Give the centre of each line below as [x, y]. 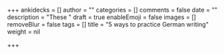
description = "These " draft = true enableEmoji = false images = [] [102, 17]
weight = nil [24, 31]
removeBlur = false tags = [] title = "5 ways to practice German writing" [108, 24]
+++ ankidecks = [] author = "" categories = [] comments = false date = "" [112, 10]
